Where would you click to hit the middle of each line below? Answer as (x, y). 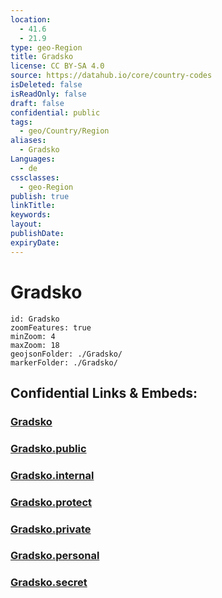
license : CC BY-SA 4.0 (57, 66)
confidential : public (55, 112)
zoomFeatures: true (51, 327)
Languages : (33, 159)
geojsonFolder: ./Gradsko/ (66, 354)
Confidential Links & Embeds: (104, 392)
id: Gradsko (35, 319)
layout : (26, 224)
